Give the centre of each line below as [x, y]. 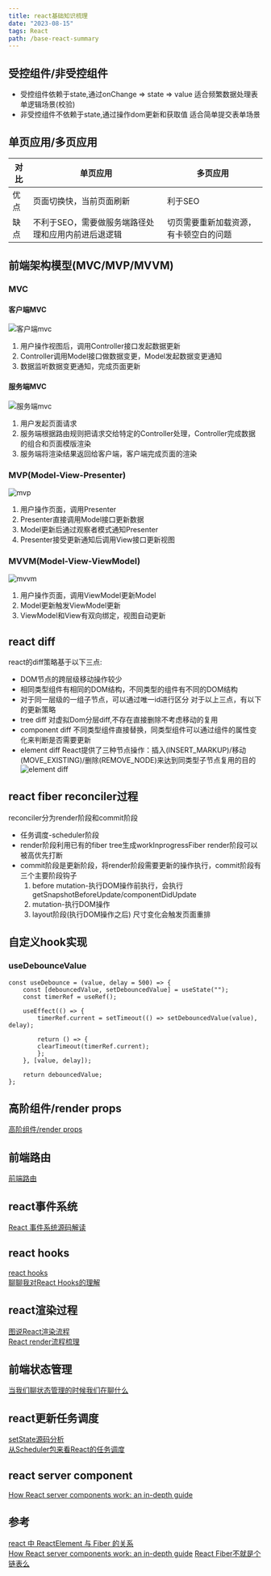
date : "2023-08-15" [41, 23]
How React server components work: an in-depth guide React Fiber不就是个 [135, 1553]
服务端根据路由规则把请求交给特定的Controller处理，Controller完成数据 [138, 433]
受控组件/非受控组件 [58, 73]
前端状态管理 [40, 1369]
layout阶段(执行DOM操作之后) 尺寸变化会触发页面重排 [121, 914]
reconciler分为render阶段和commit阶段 [73, 817]
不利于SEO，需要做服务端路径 [90, 222]
